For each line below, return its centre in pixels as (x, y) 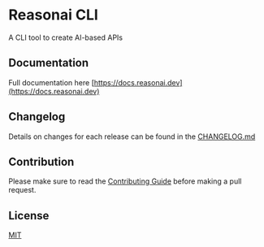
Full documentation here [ (52, 82)
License (29, 216)
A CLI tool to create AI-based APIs (66, 37)
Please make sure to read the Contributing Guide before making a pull (125, 181)
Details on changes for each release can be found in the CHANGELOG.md (132, 136)
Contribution (41, 161)
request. (22, 190)
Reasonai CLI (54, 15)
